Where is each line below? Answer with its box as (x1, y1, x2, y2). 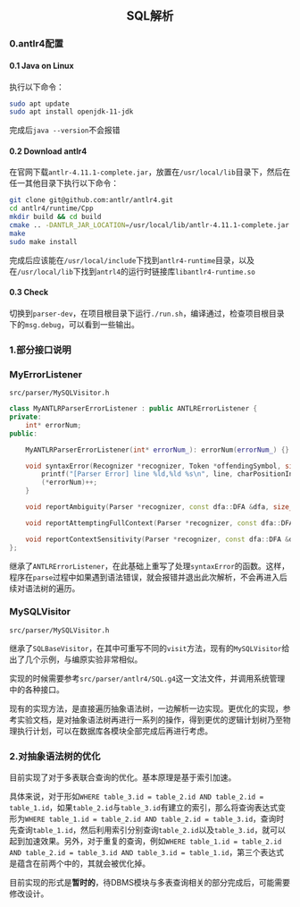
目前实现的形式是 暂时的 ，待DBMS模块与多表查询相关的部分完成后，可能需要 (9, 877, 290, 888)
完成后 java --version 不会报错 (9, 124, 121, 136)
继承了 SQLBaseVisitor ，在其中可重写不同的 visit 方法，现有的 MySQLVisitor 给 (9, 642, 290, 653)
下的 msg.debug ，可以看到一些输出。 (9, 318, 140, 329)
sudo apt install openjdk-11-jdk (9, 107, 134, 116)
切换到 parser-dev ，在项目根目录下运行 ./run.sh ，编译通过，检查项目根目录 (9, 308, 285, 318)
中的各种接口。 (9, 683, 64, 695)
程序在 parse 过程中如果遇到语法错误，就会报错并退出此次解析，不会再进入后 (9, 572, 287, 582)
